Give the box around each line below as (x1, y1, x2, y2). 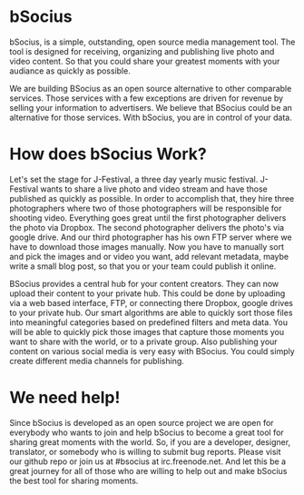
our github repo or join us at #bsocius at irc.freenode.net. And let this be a (9, 456, 287, 467)
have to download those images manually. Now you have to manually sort (9, 241, 284, 252)
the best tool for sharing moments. (9, 475, 139, 486)
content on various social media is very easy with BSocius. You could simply (9, 345, 295, 356)
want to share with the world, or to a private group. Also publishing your (9, 336, 279, 347)
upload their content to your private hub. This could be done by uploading (9, 288, 286, 299)
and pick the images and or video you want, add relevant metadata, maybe (9, 251, 289, 262)
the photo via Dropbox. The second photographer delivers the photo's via (9, 222, 284, 233)
